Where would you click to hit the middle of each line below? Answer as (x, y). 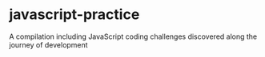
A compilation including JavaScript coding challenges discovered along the (133, 36)
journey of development (48, 44)
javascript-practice (74, 15)
